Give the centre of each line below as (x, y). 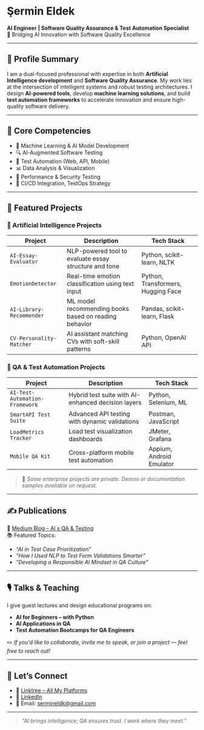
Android (160, 456)
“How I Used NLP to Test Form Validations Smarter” (81, 556)
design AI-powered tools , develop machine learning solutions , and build (99, 93)
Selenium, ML (168, 402)
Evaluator (24, 262)
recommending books (98, 309)
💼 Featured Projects (45, 208)
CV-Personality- (33, 339)
